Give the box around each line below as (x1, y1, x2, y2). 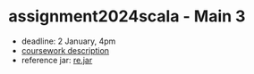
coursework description (21, 45, 109, 55)
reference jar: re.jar (21, 54, 93, 65)
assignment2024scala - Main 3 (8, 6, 246, 27)
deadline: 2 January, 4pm (21, 36, 116, 46)
